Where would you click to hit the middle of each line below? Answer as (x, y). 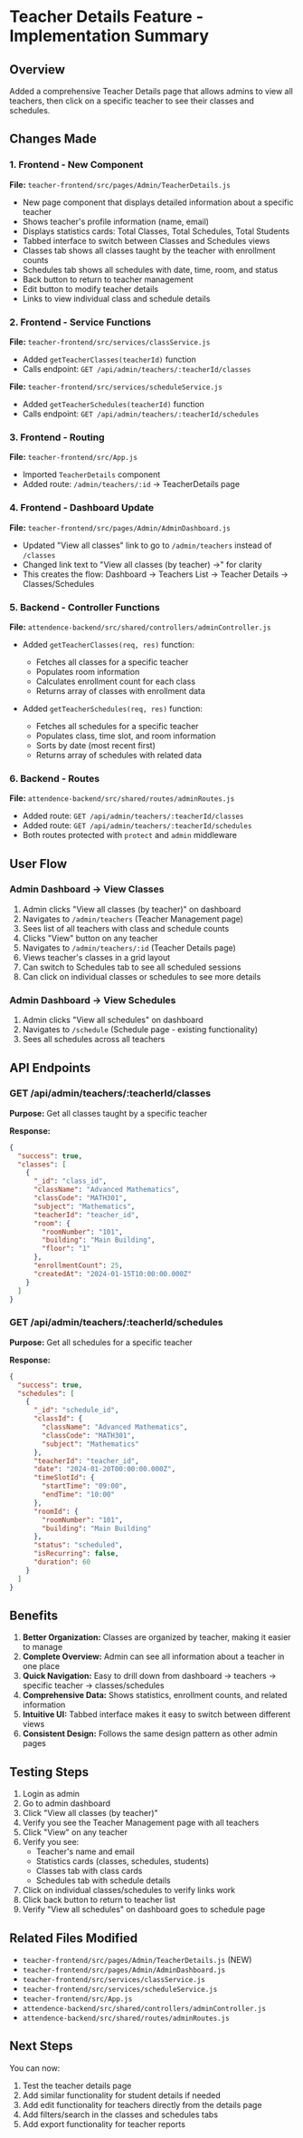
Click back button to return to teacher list (99, 1900)
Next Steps (41, 2046)
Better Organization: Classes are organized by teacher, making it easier (156, 1637)
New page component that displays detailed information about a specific (158, 202)
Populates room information (88, 671)
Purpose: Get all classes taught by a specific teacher (109, 1113)
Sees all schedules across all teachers (94, 1040)
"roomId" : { (56, 1511)
